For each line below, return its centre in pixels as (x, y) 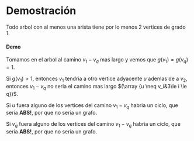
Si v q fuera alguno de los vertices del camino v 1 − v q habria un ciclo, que (93, 125)
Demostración (41, 11)
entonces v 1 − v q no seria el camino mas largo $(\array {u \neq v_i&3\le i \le (96, 87)
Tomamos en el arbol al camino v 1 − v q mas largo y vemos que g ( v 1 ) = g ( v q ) (97, 60)
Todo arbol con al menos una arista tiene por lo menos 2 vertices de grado (96, 27)
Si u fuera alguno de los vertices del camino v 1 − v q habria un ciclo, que (92, 106)
